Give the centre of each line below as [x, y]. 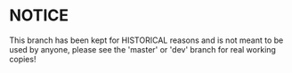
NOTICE [39, 16]
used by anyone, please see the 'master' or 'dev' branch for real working [142, 49]
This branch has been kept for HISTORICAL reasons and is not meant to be [146, 40]
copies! [23, 59]
